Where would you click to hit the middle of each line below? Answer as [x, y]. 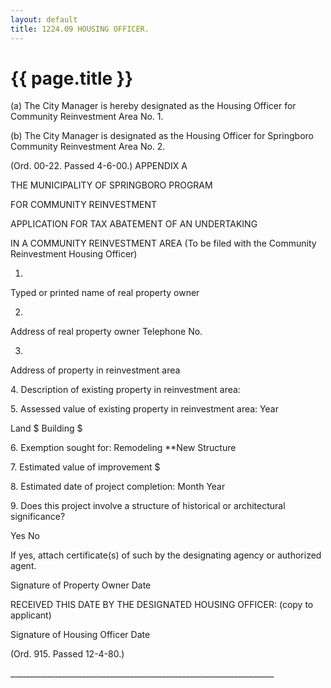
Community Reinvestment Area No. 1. [87, 117]
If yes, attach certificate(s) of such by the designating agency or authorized [166, 555]
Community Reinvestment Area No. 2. [88, 147]
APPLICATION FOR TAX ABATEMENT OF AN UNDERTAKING [134, 224]
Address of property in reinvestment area [95, 370]
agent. [23, 566]
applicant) [31, 615]
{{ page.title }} [72, 78]
